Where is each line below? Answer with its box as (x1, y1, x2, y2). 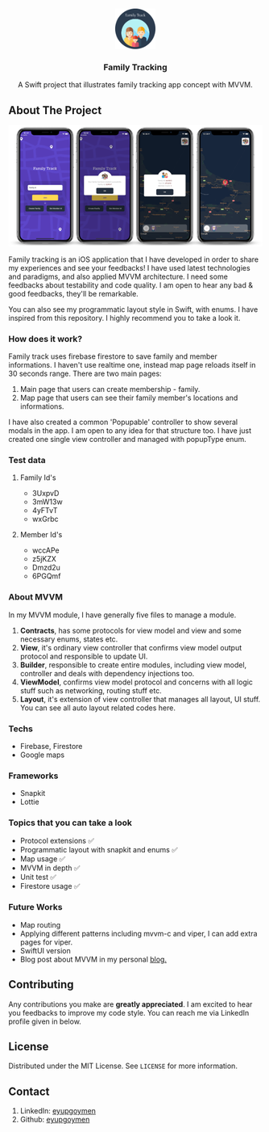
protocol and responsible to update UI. (19, 651, 148, 661)
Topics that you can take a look (8, 817, 133, 828)
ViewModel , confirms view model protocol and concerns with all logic (19, 677, 254, 687)
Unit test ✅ (19, 872, 56, 882)
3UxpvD (31, 489, 60, 499)
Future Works (8, 902, 63, 913)
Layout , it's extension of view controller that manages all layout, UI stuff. (19, 694, 261, 704)
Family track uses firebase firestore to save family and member (8, 351, 217, 361)
